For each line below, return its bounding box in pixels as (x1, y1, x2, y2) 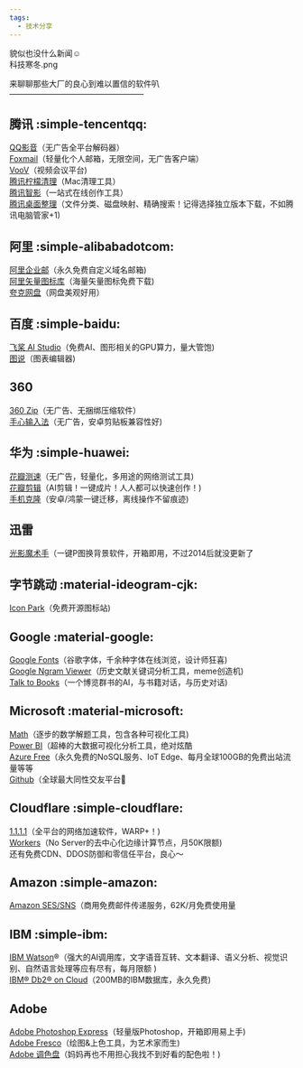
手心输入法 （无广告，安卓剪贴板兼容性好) (9, 416, 163, 427)
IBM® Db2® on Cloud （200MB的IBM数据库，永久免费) (9, 974, 212, 985)
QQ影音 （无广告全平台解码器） (9, 142, 124, 153)
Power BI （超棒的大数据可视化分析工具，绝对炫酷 (9, 739, 193, 750)
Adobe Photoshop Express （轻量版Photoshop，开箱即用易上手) (9, 1026, 246, 1037)
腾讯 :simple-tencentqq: (9, 116, 147, 132)
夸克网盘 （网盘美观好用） (9, 287, 105, 298)
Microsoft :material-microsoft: (9, 703, 184, 719)
